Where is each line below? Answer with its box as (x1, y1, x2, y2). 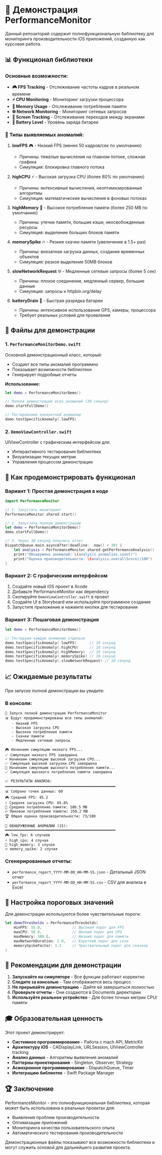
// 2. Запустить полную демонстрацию (5, 521, 81, 526)
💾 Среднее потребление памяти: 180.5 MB (5, 805, 88, 810)
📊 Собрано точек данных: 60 (5, 789, 63, 794)
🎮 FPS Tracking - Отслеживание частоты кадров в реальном (12, 84, 139, 90)
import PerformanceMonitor (5, 498, 59, 503)
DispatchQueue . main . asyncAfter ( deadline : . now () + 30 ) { (5, 543, 122, 548)
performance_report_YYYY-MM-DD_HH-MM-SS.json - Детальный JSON (12, 869, 146, 875)
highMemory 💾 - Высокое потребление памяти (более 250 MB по (12, 205, 147, 210)
